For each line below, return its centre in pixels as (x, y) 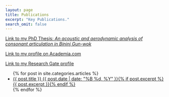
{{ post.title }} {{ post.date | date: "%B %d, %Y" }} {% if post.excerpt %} (88, 79)
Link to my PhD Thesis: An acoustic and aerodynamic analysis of (74, 39)
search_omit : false (26, 24)
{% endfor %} (27, 90)
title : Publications (27, 15)
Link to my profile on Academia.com (43, 54)
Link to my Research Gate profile (40, 63)
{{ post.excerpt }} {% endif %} (44, 84)
